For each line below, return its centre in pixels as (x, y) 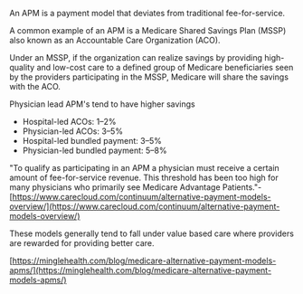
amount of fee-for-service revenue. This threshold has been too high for (144, 177)
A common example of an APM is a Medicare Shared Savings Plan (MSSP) (148, 30)
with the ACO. (35, 86)
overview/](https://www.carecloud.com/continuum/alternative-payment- (145, 206)
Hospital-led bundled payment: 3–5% (92, 141)
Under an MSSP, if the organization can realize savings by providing (136, 57)
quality (22, 67)
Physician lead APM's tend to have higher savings (103, 104)
